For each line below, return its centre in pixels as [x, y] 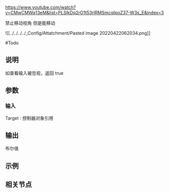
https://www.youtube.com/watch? [41, 7]
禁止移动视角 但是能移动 [30, 23]
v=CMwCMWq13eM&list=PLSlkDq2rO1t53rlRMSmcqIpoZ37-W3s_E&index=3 [84, 13]
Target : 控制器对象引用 [30, 118]
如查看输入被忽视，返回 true [35, 73]
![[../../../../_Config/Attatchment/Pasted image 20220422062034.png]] [78, 33]
